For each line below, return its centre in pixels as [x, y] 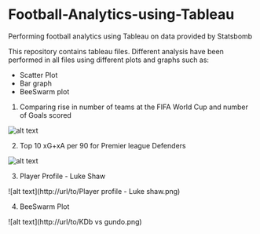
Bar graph [36, 83]
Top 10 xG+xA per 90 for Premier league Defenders [103, 145]
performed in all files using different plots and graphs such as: [109, 60]
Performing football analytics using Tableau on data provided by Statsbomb [130, 36]
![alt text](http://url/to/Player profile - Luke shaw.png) [94, 191]
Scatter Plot [38, 75]
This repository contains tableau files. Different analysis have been [116, 51]
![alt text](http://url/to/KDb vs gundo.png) [75, 221]
